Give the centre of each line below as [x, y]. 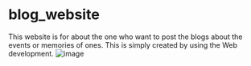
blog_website [54, 15]
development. [31, 53]
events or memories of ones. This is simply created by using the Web [123, 45]
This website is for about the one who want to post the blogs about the [125, 37]
